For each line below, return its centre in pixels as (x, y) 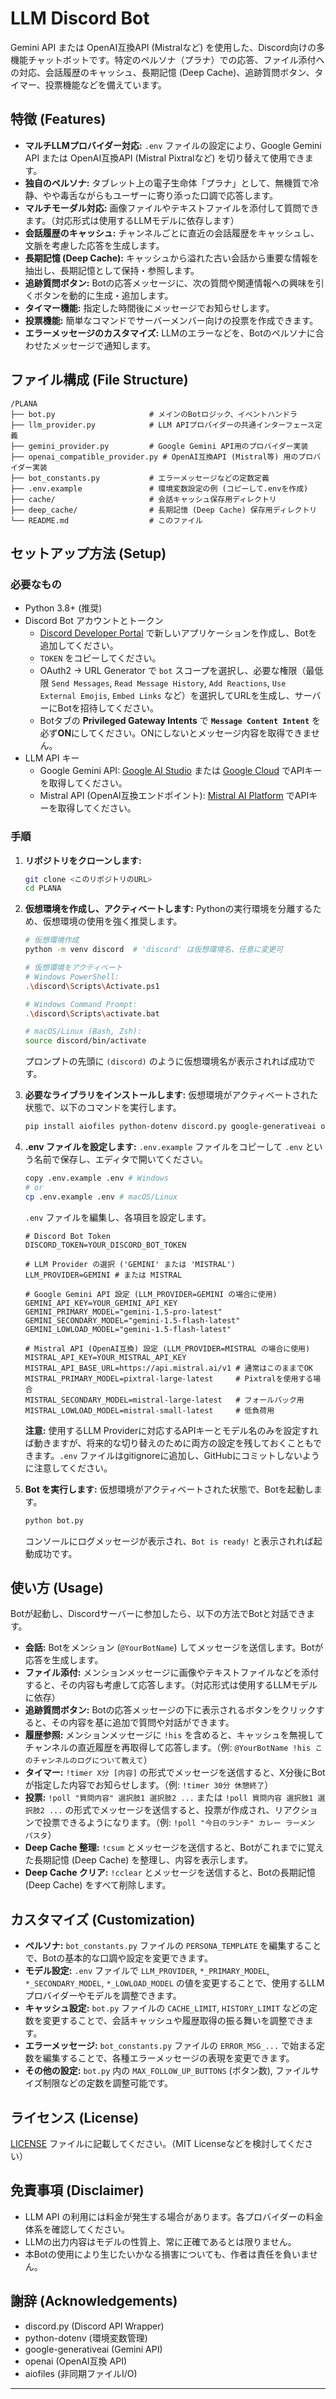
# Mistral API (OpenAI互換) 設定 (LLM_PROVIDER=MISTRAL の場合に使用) (167, 1348)
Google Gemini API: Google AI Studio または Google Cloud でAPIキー (181, 771)
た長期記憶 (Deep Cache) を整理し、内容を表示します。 (138, 1860)
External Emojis (73, 697)
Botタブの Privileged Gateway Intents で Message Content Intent (174, 721)
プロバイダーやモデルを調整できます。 (103, 1996)
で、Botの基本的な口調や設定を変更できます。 (118, 1958)
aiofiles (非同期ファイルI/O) (81, 2373)
